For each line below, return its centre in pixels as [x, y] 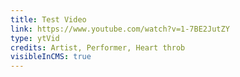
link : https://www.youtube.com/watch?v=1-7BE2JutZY [120, 29]
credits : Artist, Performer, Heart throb [98, 47]
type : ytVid [35, 38]
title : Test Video [48, 19]
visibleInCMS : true [51, 57]
